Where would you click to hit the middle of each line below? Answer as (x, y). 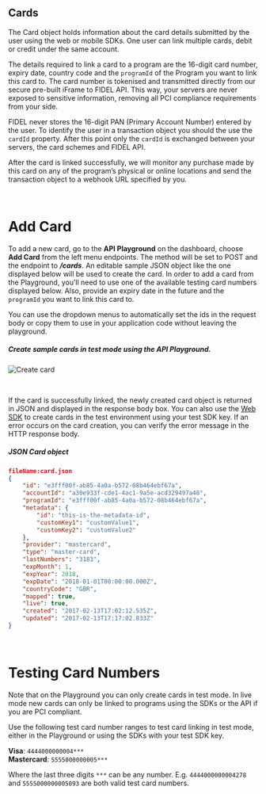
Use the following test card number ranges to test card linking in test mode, (131, 727)
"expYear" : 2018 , (51, 574)
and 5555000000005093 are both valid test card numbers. (99, 783)
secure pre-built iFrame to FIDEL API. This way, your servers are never (123, 90)
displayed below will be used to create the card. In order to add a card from (131, 273)
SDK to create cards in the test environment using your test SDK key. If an (129, 417)
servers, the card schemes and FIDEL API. (77, 147)
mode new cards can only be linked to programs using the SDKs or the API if (133, 703)
